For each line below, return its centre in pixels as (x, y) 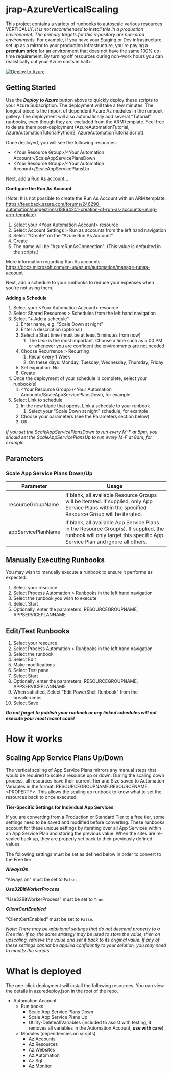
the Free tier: (19, 860)
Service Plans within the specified (106, 508)
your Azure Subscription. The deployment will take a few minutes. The (80, 105)
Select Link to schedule (38, 400)
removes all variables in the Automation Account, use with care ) (96, 1028)
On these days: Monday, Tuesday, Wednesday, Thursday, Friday (96, 362)
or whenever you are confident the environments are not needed (96, 346)
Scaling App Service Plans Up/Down (65, 758)
